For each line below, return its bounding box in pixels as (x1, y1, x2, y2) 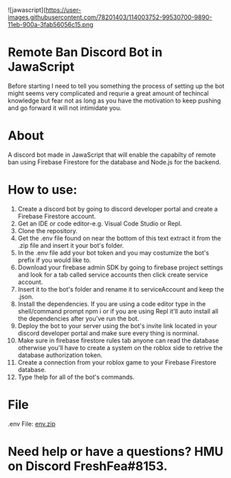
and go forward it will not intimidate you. (8, 103, 122, 112)
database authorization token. (17, 351, 102, 359)
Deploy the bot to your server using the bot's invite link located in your (17, 321, 217, 329)
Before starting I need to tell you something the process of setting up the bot (8, 82, 225, 90)
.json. (17, 292, 34, 301)
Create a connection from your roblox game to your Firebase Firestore (17, 358, 217, 367)
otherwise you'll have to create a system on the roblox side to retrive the (17, 343, 223, 351)
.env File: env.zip (8, 420, 56, 428)
